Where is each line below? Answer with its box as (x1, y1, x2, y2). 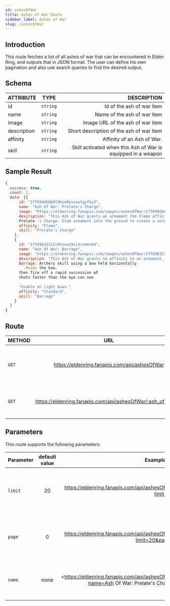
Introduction (5, 40, 46, 49)
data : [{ (10, 195, 28, 200)
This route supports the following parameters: (5, 441, 101, 447)
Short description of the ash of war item (68, 127, 162, 134)
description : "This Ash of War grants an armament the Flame (18, 214, 151, 219)
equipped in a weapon (109, 150, 162, 157)
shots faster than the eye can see (18, 275, 94, 280)
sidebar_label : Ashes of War (5, 17, 67, 22)
